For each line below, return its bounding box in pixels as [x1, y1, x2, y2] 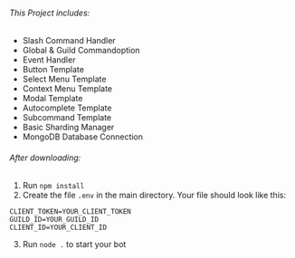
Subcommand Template [22, 112, 111, 123]
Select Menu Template [22, 73, 107, 85]
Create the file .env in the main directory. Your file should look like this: [22, 190, 287, 201]
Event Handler [22, 54, 76, 65]
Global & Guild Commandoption [22, 45, 140, 56]
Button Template [22, 64, 84, 75]
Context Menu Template [22, 83, 113, 94]
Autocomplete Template [22, 102, 112, 113]
